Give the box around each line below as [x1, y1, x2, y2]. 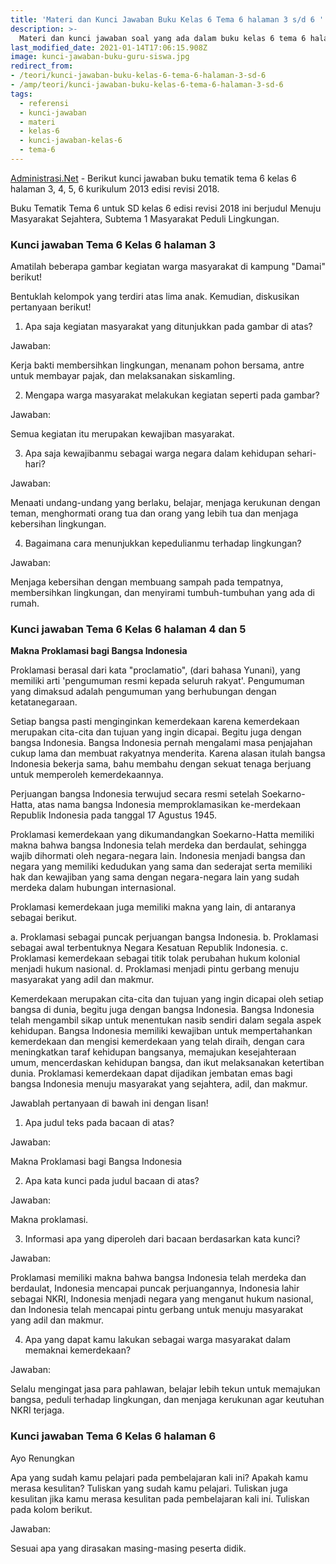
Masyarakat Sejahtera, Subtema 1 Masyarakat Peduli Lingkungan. [10, 212, 280, 225]
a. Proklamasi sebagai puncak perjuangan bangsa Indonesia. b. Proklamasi [10, 931, 319, 943]
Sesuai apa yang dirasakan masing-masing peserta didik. [10, 1542, 247, 1554]
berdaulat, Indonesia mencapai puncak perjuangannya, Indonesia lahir [10, 1282, 300, 1295]
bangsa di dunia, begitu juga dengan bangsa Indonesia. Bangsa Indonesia [10, 1004, 315, 1016]
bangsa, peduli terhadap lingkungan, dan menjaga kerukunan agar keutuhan [10, 1394, 325, 1406]
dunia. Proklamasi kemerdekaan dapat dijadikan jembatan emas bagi [10, 1067, 293, 1080]
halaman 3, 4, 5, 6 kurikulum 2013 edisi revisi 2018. [10, 182, 220, 195]
